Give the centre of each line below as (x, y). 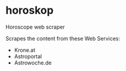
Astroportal (28, 56)
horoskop (30, 10)
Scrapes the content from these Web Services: (63, 38)
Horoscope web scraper (35, 27)
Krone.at (25, 50)
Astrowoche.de (33, 63)
